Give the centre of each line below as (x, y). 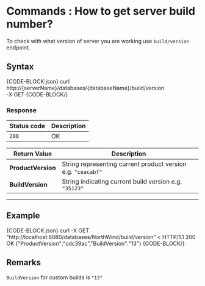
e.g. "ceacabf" (82, 172)
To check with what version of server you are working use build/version (98, 41)
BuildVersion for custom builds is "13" (54, 277)
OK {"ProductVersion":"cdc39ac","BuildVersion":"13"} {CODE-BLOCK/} (95, 243)
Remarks (24, 263)
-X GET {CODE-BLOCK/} (37, 94)
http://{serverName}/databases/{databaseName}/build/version (85, 88)
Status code (27, 126)
